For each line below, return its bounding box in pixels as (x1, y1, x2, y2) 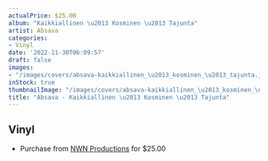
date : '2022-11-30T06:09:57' (8, 49, 105, 57)
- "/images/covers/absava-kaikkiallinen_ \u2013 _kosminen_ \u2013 (8, 71, 227, 79)
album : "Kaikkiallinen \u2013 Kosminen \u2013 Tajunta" (8, 19, 198, 27)
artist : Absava (8, 26, 59, 34)
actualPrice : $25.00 (8, 11, 77, 20)
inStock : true (8, 78, 56, 86)
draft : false (8, 57, 52, 65)
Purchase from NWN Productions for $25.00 (19, 144, 166, 154)
